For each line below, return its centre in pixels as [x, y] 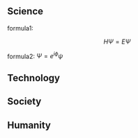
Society [24, 102]
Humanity [29, 125]
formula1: [20, 28]
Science [25, 11]
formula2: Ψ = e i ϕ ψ [35, 55]
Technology [34, 78]
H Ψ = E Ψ [117, 42]
